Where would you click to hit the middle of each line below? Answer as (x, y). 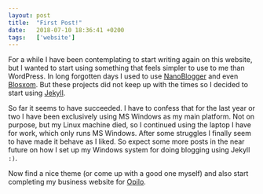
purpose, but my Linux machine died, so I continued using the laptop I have (130, 125)
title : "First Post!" (45, 23)
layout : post (29, 15)
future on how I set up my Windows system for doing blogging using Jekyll (129, 150)
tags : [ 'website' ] (42, 37)
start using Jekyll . (37, 93)
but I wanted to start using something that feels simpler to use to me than (126, 68)
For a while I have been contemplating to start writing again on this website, (130, 60)
